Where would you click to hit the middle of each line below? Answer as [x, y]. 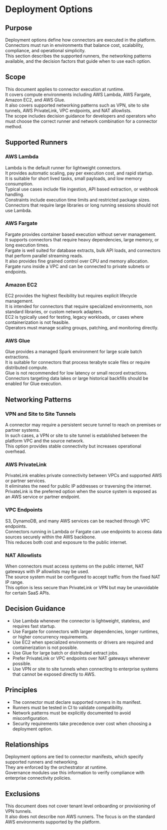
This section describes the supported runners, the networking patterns [78, 56]
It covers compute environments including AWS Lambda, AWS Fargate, [78, 95]
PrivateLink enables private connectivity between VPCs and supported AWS [84, 476]
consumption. [19, 183]
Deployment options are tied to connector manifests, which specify [74, 757]
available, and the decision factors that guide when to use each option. [78, 61]
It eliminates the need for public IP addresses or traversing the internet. [78, 486]
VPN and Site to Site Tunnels [40, 414]
